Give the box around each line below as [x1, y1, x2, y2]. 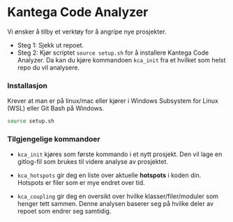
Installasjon [7, 81, 47, 90]
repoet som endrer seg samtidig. [17, 207, 112, 216]
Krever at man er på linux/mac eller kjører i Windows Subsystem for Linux [7, 97, 218, 105]
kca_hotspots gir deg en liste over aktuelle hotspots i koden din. [17, 171, 202, 179]
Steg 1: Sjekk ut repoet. [17, 41, 84, 49]
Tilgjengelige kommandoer [7, 134, 100, 144]
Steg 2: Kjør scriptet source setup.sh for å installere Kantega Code [17, 48, 209, 57]
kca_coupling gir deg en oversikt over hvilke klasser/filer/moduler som [17, 192, 218, 200]
